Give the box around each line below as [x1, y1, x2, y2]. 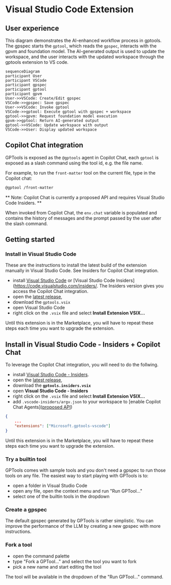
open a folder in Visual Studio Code [12, 482, 88, 489]
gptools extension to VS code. [5, 59, 69, 65]
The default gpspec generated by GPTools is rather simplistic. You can [5, 518, 154, 524]
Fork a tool [5, 541, 32, 548]
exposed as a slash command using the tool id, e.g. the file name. [5, 160, 143, 166]
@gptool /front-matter [5, 185, 54, 190]
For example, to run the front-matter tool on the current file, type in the [5, 169, 156, 176]
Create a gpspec [5, 506, 47, 513]
